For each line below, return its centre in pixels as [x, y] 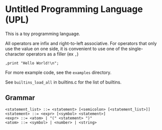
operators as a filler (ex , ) [52, 54]
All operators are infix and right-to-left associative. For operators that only [81, 43]
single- [136, 48]
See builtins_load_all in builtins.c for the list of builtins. [63, 82]
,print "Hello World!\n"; [32, 63]
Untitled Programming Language [74, 9]
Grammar [20, 98]
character [15, 54]
